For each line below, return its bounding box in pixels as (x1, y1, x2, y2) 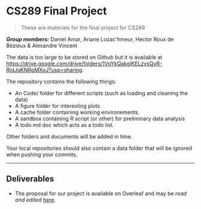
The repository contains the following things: (6, 78, 117, 85)
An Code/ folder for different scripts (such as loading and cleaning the (14, 89, 188, 96)
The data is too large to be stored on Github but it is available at (6, 53, 163, 60)
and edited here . (14, 196, 56, 203)
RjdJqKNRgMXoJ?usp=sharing (6, 66, 83, 73)
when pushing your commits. (6, 151, 78, 158)
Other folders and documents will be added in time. (6, 133, 133, 140)
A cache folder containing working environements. (14, 108, 140, 116)
